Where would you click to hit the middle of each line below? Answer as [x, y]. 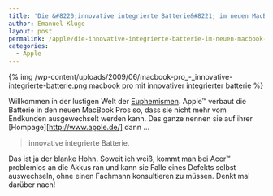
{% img [21, 77]
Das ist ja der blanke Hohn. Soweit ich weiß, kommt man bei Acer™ [119, 159]
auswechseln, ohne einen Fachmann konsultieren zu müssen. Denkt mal [129, 176]
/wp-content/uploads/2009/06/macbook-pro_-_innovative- [134, 77]
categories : [28, 46]
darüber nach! [32, 185]
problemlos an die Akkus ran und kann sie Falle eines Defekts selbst [122, 167]
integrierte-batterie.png [48, 85]
